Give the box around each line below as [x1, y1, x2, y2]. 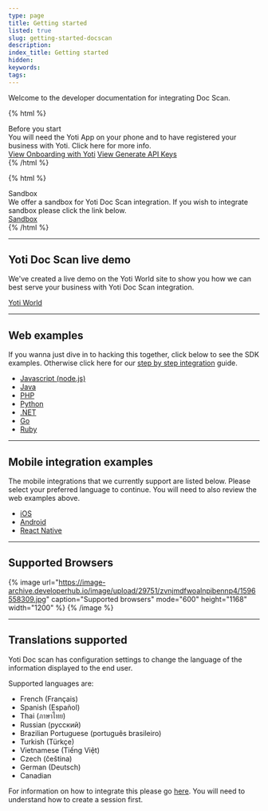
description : [8, 41, 52, 49]
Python [19, 400, 44, 409]
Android [19, 518, 46, 527]
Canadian [19, 770, 52, 780]
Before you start [8, 124, 61, 133]
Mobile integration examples [8, 455, 154, 469]
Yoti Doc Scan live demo [8, 253, 132, 267]
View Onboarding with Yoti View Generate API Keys [8, 149, 177, 159]
